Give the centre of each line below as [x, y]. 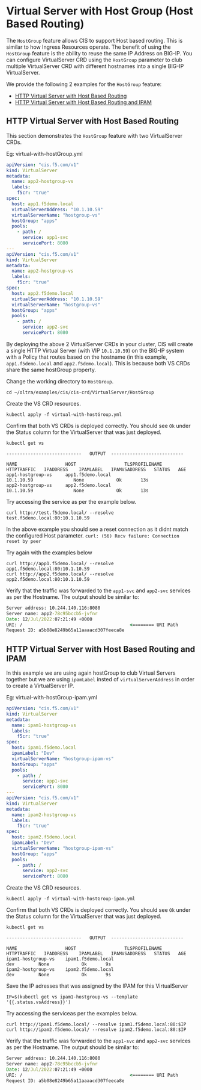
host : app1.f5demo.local [43, 204]
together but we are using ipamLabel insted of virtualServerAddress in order [100, 680]
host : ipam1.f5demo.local [44, 748]
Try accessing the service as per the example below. [71, 501]
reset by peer [24, 541]
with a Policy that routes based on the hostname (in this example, [87, 357]
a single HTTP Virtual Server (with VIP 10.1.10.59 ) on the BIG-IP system [95, 350]
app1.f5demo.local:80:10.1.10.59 [48, 569]
